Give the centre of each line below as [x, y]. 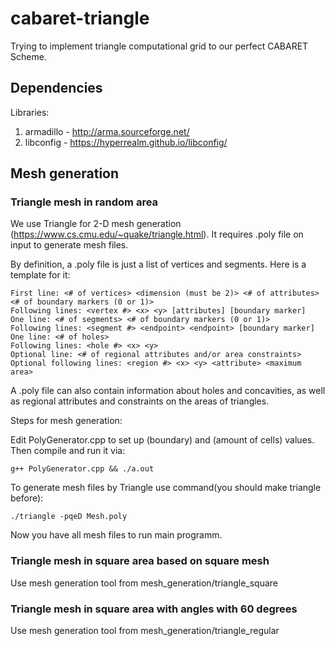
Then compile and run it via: [68, 451]
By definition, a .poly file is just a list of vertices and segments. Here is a [158, 264]
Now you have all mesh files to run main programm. [116, 535]
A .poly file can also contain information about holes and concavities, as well [168, 391]
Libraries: [30, 112]
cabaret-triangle [80, 18]
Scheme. [28, 56]
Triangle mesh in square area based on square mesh [140, 561]
